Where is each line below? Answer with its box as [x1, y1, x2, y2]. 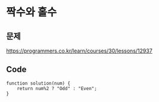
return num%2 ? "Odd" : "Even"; [17, 85, 97, 91]
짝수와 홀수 [6, 5, 57, 19]
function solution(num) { [6, 80, 70, 86]
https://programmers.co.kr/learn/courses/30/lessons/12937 [6, 47, 153, 54]
